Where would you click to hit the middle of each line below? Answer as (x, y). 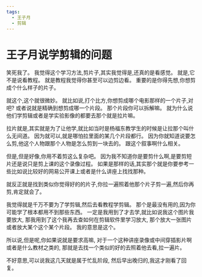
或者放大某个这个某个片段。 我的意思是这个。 (62, 228)
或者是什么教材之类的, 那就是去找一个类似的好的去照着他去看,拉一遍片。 (96, 247)
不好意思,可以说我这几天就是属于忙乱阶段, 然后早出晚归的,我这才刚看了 (94, 261)
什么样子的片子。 (38, 88)
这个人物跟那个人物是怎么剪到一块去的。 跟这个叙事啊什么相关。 (104, 144)
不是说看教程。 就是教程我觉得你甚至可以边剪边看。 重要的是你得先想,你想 (98, 80)
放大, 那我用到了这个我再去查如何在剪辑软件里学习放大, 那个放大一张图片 (101, 220)
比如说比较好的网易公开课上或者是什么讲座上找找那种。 (80, 171)
